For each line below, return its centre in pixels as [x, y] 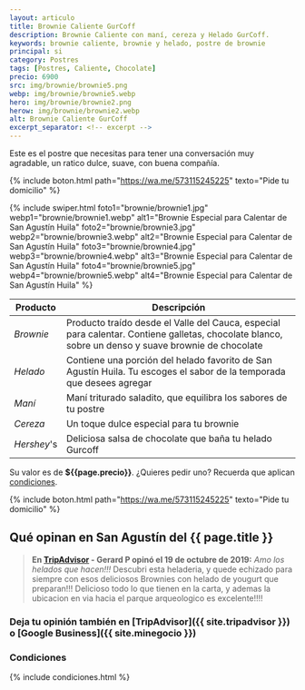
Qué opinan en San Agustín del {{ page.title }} [142, 538]
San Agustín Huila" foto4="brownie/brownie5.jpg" [103, 266]
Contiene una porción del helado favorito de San [169, 360]
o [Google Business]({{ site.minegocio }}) [103, 633]
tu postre [86, 409]
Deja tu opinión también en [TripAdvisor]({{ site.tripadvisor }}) [150, 621]
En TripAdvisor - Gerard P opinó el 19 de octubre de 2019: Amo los [158, 559]
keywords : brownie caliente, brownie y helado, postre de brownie [138, 43]
